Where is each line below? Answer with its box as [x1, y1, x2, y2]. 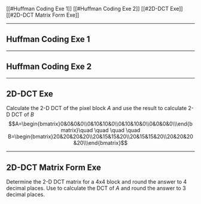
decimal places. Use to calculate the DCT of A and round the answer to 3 [6, 185, 187, 192]
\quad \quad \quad [94, 127, 141, 134]
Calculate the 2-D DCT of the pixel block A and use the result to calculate [6, 105, 187, 112]
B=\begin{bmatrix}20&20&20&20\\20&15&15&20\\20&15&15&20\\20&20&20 [8, 133, 193, 140]
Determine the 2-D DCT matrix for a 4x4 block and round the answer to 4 [6, 178, 187, 185]
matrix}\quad [60, 127, 93, 134]
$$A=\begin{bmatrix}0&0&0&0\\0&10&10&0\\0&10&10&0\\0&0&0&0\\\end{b [8, 120, 193, 127]
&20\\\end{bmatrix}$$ [73, 139, 128, 147]
